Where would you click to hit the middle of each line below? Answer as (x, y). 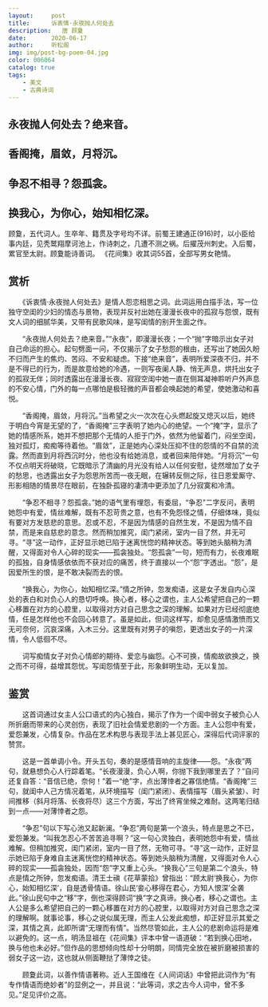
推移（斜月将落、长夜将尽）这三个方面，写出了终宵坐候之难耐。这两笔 (130, 801)
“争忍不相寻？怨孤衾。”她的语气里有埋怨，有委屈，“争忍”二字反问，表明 (138, 503)
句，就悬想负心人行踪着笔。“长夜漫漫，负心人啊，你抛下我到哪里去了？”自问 (134, 771)
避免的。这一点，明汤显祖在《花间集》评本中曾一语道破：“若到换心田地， (136, 938)
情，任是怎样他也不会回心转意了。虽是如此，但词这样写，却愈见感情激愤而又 (134, 619)
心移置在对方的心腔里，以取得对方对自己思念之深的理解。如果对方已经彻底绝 (134, 609)
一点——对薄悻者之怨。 (53, 811)
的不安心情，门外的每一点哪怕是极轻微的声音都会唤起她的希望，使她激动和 (130, 389)
